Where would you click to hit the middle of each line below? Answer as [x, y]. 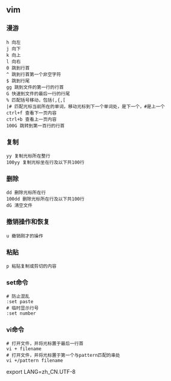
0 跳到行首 [18, 68]
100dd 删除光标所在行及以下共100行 [45, 199]
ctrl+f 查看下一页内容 [32, 113]
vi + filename [24, 349]
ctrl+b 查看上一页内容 [32, 119]
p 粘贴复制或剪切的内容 [32, 266]
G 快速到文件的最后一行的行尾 [38, 94]
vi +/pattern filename [35, 361]
